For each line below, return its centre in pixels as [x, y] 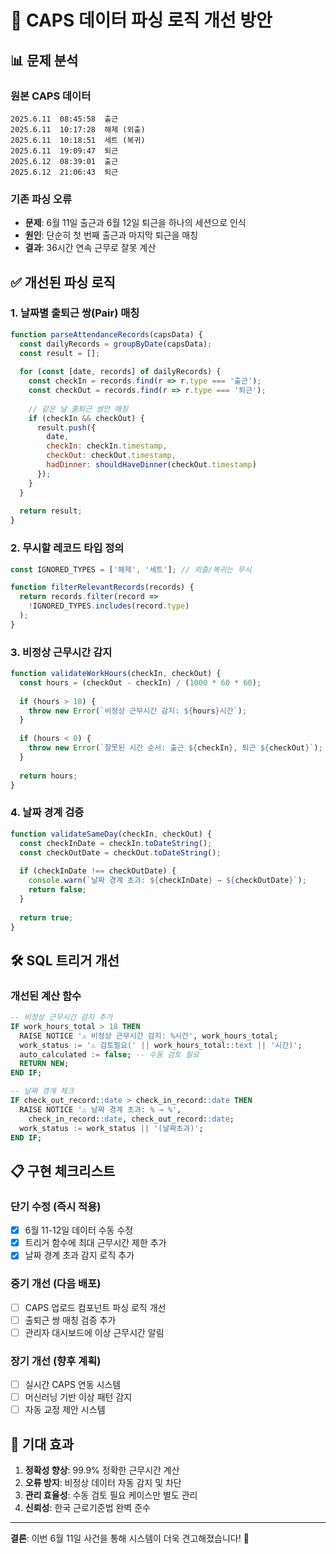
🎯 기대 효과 [42, 1444]
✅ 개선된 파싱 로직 [63, 282]
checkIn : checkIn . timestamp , [107, 446]
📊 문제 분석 [44, 60]
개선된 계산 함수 [46, 996]
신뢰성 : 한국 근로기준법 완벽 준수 [87, 1508]
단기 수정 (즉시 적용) [56, 1206]
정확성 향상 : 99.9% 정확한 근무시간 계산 [102, 1470]
